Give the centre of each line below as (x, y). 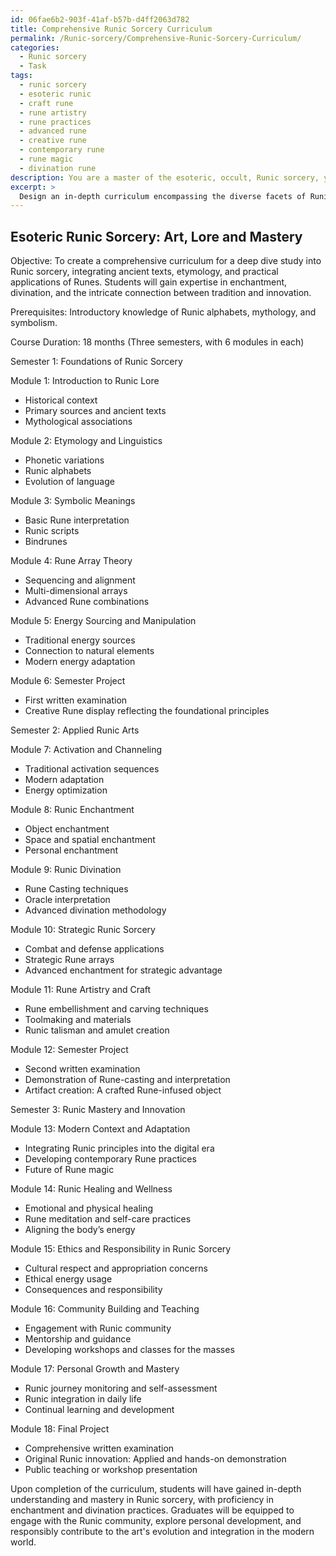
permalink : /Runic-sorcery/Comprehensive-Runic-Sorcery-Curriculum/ (156, 38)
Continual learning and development (99, 1410)
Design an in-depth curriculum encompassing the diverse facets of (163, 196)
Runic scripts (52, 531)
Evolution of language (69, 482)
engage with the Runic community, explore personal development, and (156, 1521)
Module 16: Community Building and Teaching (105, 1309)
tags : (21, 76)
